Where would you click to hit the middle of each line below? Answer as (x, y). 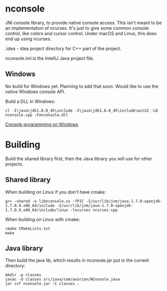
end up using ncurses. (28, 39)
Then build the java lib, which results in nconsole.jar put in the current (77, 260)
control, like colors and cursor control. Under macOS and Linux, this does (81, 33)
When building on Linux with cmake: (43, 219)
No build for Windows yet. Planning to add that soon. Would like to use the (82, 86)
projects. (14, 164)
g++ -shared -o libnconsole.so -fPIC (45, 201)
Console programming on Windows (42, 124)
